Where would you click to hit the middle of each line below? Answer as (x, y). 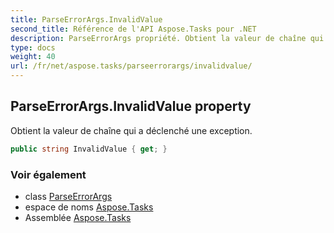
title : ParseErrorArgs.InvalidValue (86, 19)
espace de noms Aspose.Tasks (89, 207)
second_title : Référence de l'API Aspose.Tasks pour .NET (133, 29)
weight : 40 (33, 57)
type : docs (33, 47)
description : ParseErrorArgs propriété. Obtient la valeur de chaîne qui (167, 38)
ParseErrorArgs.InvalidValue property (131, 106)
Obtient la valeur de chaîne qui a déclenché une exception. (131, 130)
